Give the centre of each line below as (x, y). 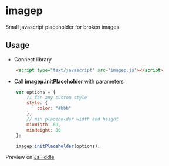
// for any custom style (57, 98)
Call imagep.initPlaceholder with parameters (69, 81)
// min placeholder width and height (72, 119)
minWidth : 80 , (44, 124)
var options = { (36, 92)
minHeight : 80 (44, 130)
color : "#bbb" (54, 108)
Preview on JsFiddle (30, 157)
